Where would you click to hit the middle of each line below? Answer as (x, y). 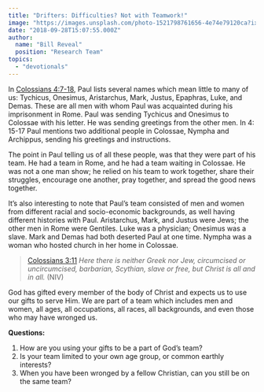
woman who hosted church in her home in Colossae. (93, 245)
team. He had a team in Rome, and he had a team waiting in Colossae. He (127, 163)
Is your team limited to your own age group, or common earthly (122, 356)
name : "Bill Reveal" (49, 45)
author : (21, 37)
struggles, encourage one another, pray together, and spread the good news (132, 179)
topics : (21, 60)
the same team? (46, 381)
